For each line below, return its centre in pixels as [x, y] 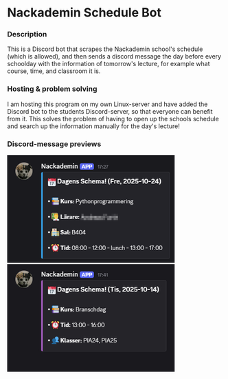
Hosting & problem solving [52, 89]
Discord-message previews [54, 144]
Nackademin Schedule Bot [84, 13]
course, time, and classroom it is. [54, 71]
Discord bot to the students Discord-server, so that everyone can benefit [110, 111]
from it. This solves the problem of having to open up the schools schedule [113, 119]
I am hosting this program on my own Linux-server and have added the [107, 104]
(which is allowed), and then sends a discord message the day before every [114, 57]
